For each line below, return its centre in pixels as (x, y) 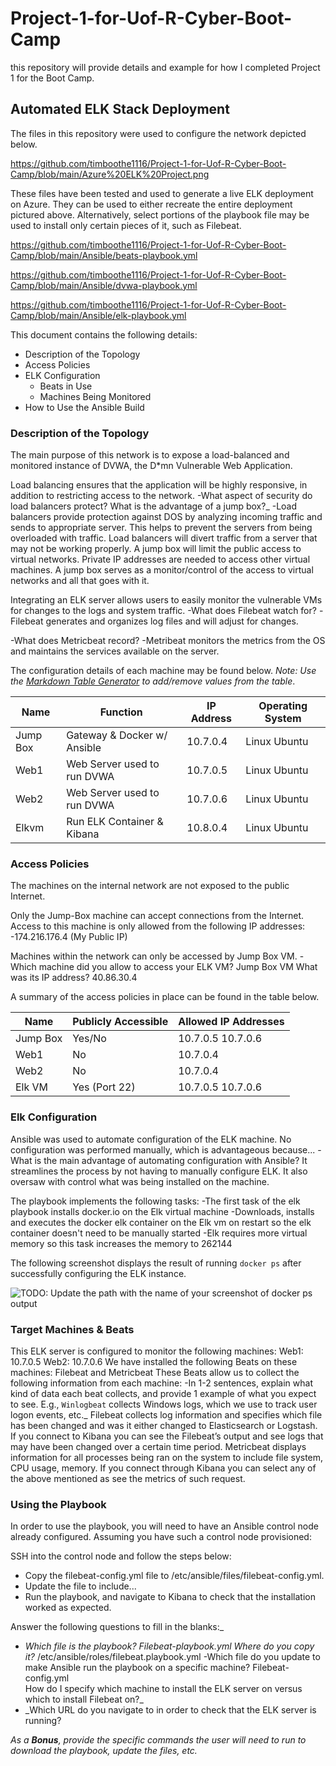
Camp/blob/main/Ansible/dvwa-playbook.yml (104, 285)
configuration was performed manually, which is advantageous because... (163, 1149)
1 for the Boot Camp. (52, 78)
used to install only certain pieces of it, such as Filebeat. (126, 225)
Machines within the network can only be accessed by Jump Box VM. (154, 956)
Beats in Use (66, 386)
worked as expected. (68, 1608)
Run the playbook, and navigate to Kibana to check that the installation (170, 1597)
